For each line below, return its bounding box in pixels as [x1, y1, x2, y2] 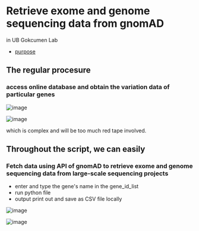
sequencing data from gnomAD [6, 17, 165, 30]
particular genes [6, 90, 55, 99]
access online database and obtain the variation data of [6, 83, 170, 91]
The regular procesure [6, 65, 91, 75]
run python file [14, 189, 51, 197]
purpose [14, 48, 36, 55]
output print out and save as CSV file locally [14, 195, 122, 202]
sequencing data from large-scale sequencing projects [6, 169, 169, 178]
